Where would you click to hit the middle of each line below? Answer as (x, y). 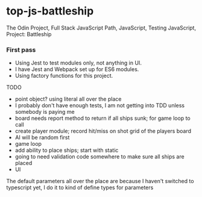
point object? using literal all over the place (68, 99)
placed (24, 163)
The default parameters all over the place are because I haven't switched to (100, 181)
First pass (21, 49)
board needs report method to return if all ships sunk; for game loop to (103, 118)
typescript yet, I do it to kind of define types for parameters (80, 187)
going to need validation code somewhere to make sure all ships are (100, 157)
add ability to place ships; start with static (67, 150)
